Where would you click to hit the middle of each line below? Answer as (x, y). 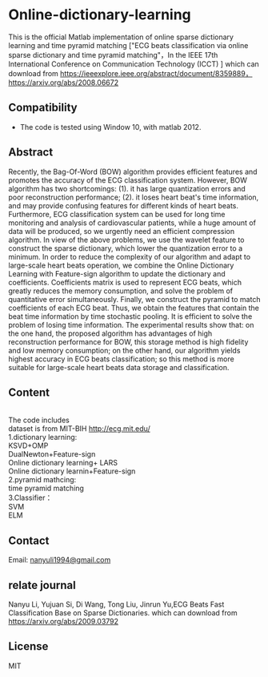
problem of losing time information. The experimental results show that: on (131, 324)
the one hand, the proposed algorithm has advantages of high (110, 333)
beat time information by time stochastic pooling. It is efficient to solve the (130, 316)
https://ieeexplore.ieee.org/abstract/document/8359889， (156, 73)
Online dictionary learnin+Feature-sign (72, 471)
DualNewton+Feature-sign (52, 454)
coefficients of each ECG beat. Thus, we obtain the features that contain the (134, 308)
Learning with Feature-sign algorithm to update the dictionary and (117, 273)
